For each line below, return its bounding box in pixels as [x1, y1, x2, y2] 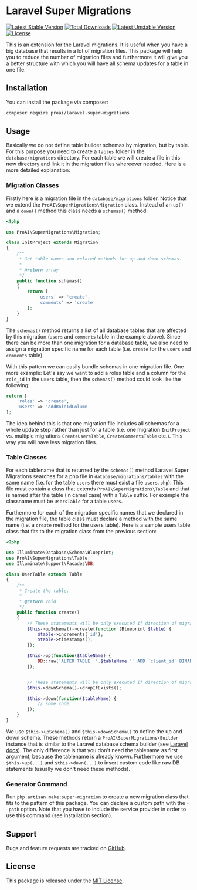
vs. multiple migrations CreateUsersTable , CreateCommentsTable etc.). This [6, 432, 183, 439]
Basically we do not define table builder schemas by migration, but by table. [6, 142, 189, 149]
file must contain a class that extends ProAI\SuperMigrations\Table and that [6, 485, 190, 492]
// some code [37, 701, 69, 707]
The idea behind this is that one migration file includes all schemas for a [6, 420, 180, 427]
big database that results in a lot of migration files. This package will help [6, 47, 183, 54]
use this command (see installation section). [6, 812, 113, 819]
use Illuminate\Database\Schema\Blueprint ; [6, 550, 114, 556]
